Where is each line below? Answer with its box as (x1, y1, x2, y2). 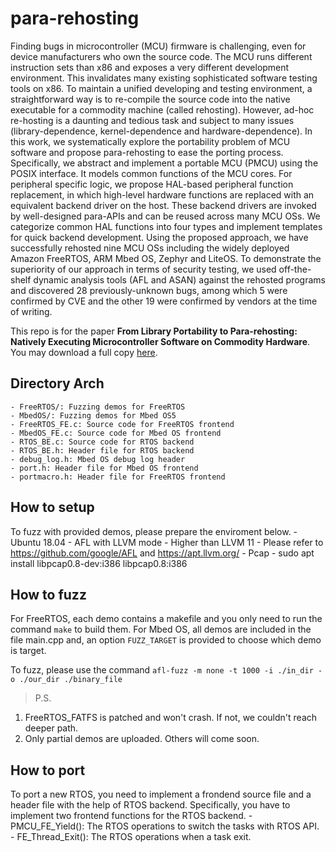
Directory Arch (10, 375, 105, 392)
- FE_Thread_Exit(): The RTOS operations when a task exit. (10, 831, 252, 843)
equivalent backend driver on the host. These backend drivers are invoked (10, 199, 317, 211)
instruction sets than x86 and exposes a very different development (10, 61, 290, 73)
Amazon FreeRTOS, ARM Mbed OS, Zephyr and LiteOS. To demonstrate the (10, 252, 322, 264)
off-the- (278, 263, 312, 275)
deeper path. (24, 722, 79, 734)
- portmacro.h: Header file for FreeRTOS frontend (10, 472, 226, 482)
